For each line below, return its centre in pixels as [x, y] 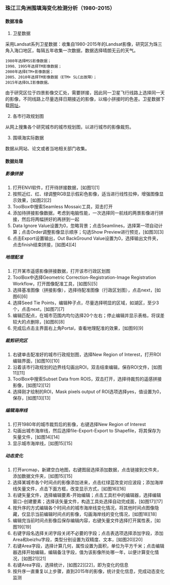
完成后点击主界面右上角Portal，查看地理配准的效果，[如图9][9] [78, 328]
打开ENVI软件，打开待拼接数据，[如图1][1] [56, 187]
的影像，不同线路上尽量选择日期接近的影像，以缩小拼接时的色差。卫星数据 [83, 99]
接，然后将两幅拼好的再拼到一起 [46, 219]
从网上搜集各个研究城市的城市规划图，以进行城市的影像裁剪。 [70, 127]
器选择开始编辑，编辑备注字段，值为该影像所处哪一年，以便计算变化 [83, 552]
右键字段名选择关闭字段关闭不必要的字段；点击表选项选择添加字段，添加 [88, 533]
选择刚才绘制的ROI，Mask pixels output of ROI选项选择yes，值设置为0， [88, 392]
